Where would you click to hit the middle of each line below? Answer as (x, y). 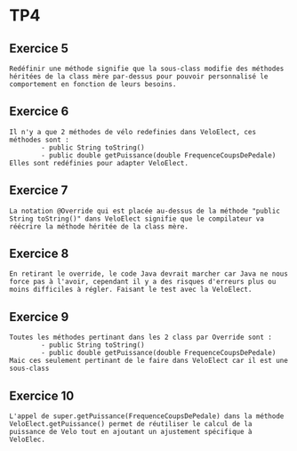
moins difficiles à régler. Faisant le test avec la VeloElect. (131, 290)
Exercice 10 (42, 395)
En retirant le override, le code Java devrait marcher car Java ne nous (149, 274)
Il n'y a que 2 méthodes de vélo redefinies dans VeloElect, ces (132, 132)
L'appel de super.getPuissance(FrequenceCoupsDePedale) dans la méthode (147, 416)
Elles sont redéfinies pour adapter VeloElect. (99, 163)
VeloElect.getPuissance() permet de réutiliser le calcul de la (131, 424)
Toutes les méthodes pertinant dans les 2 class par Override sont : (141, 338)
